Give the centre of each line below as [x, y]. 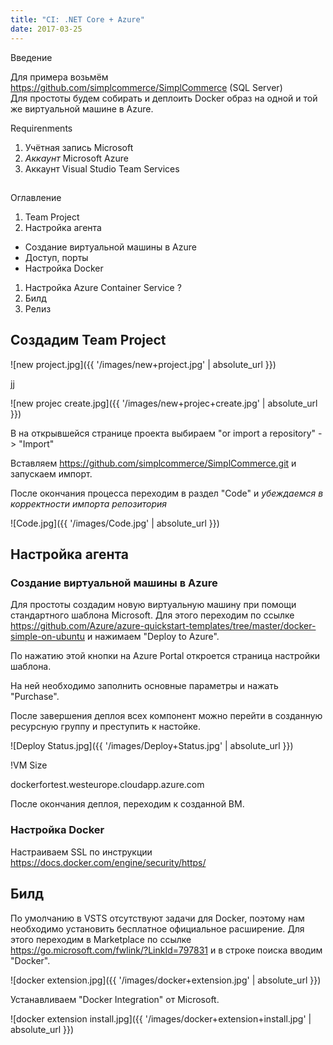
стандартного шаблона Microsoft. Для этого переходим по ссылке [152, 615]
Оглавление [36, 197]
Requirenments [41, 128]
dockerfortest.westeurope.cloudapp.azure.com [107, 785]
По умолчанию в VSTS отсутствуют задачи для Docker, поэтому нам [157, 918]
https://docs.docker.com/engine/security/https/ [108, 862]
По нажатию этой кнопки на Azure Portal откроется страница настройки [165, 656]
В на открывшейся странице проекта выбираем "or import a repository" [163, 433]
